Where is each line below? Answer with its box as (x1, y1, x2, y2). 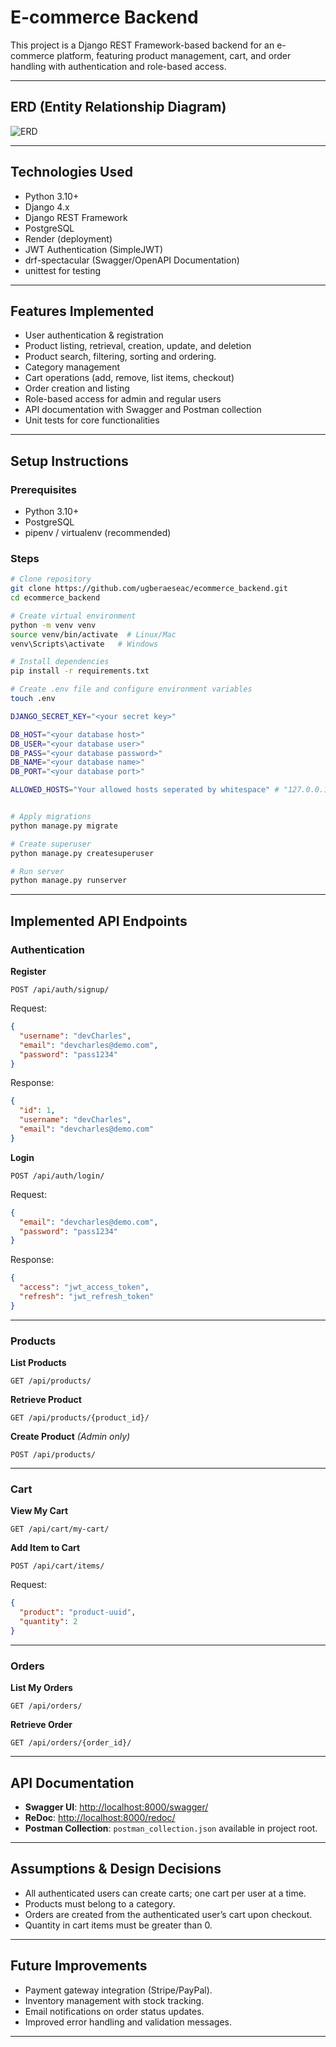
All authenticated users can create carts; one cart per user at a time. (24, 1887, 307, 1899)
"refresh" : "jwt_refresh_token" (19, 1292, 155, 1302)
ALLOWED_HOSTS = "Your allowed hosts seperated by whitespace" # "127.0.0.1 (10, 785, 329, 795)
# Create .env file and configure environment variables (10, 684, 253, 695)
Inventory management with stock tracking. (24, 1994, 205, 2006)
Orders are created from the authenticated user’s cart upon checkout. (24, 1908, 313, 1920)
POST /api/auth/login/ (10, 1171, 105, 1181)
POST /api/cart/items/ (10, 1561, 105, 1571)
